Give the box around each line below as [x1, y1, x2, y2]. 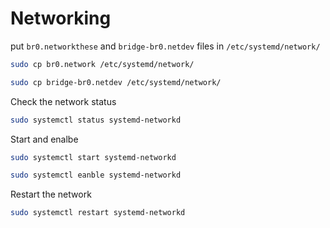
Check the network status [10, 95, 117, 107]
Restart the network [10, 188, 92, 201]
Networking [10, 7, 112, 30]
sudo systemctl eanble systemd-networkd [10, 170, 182, 181]
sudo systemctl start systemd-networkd [10, 152, 177, 162]
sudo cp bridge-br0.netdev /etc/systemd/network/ [10, 77, 222, 87]
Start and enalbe [10, 133, 79, 145]
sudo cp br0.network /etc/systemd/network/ [10, 59, 195, 69]
